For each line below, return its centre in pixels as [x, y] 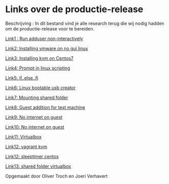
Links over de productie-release [74, 9]
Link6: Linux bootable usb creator [40, 88]
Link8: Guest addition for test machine [45, 107]
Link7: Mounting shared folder [37, 97]
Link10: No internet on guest [35, 127]
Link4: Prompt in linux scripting [38, 68]
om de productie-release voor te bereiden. [50, 28]
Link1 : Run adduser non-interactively [44, 39]
